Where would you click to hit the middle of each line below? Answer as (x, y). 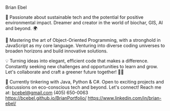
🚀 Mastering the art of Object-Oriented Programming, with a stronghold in (83, 40)
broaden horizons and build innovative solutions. (57, 51)
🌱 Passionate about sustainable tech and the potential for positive (75, 17)
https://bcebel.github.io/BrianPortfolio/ (46, 98)
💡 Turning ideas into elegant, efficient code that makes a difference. (77, 61)
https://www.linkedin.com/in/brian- (125, 98)
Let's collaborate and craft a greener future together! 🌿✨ (65, 72)
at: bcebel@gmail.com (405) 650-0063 (47, 93)
